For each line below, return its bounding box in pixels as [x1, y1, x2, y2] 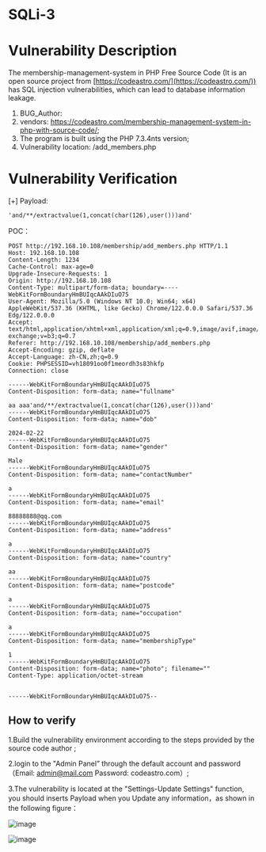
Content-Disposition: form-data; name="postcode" [8, 582, 176, 590]
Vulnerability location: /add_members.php [19, 143, 157, 152]
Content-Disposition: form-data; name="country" [8, 554, 172, 562]
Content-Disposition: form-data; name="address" [8, 527, 172, 534]
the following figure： [8, 803, 79, 812]
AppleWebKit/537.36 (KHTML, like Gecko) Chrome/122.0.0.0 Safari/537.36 [8, 305, 253, 313]
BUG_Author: [19, 108, 63, 118]
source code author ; [8, 743, 77, 753]
